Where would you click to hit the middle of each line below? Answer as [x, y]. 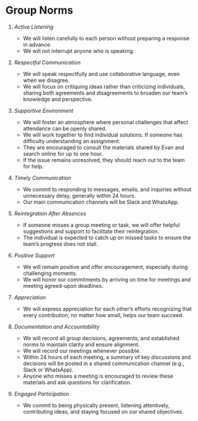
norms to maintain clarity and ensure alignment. [81, 344]
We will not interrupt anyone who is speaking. [79, 50]
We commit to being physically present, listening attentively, [96, 405]
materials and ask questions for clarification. [77, 382]
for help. [33, 166]
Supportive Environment [44, 110]
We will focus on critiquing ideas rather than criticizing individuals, [104, 86]
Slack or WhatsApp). [48, 369]
